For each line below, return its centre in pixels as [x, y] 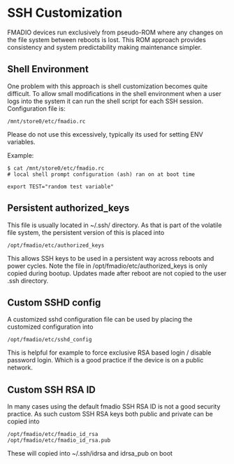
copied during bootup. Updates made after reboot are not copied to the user [117, 273]
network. [20, 368]
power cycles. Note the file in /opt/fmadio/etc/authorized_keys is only [108, 266]
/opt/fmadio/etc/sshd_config [50, 340]
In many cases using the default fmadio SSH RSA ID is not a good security [114, 407]
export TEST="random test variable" [60, 186]
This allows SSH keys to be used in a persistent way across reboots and [111, 258]
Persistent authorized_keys [68, 208]
